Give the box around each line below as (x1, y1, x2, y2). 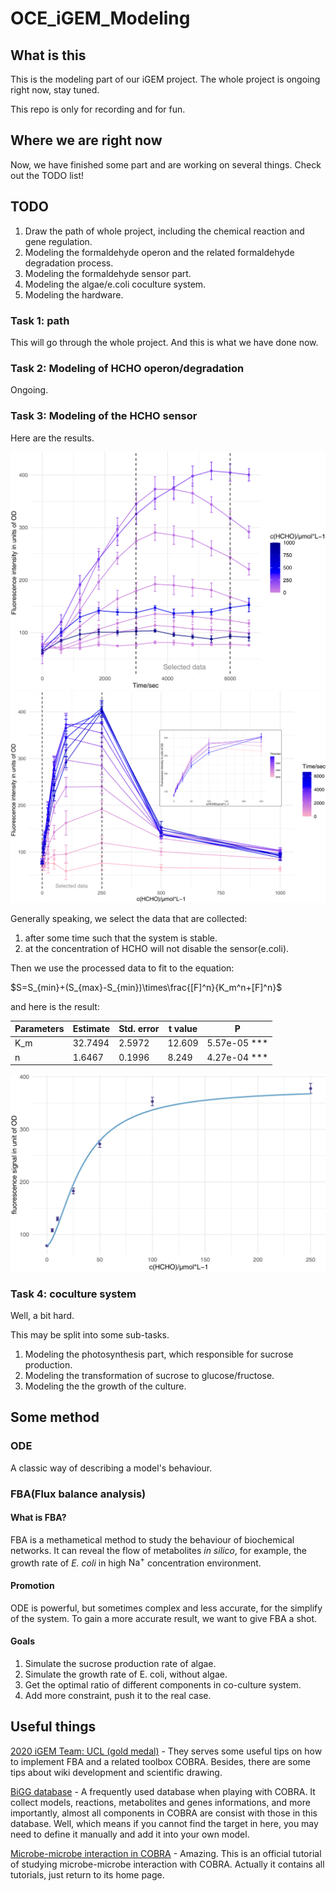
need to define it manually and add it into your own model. (10, 1828, 250, 1840)
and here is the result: (10, 1000, 100, 1012)
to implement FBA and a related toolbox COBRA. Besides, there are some (10, 1755, 311, 1767)
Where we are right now (10, 132, 163, 149)
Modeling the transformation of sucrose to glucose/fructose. (24, 1369, 275, 1381)
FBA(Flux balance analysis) (10, 1487, 147, 1501)
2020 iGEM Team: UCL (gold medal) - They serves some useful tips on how (10, 1745, 323, 1757)
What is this (10, 47, 87, 64)
